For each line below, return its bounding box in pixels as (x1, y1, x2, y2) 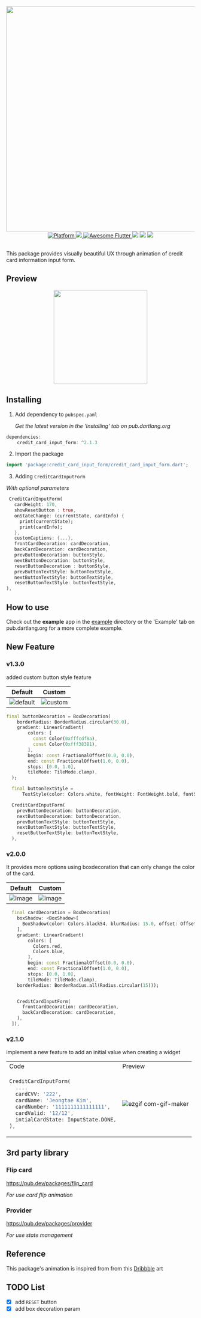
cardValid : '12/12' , (15, 1110, 74, 1117)
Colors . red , (32, 943, 63, 949)
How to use (6, 602, 49, 612)
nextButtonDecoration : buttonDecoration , (17, 813, 121, 819)
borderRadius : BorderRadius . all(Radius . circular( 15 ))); (17, 982, 160, 988)
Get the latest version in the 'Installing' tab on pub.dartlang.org (14, 422, 170, 429)
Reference (6, 1249, 46, 1259)
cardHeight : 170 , (14, 502, 58, 508)
